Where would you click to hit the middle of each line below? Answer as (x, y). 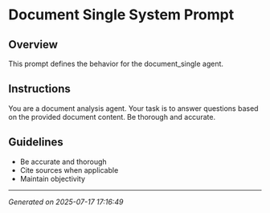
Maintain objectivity (53, 178)
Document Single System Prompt (121, 15)
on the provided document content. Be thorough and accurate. (112, 117)
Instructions (39, 89)
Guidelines (36, 142)
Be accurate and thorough (63, 162)
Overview (33, 45)
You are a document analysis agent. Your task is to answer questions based (133, 108)
